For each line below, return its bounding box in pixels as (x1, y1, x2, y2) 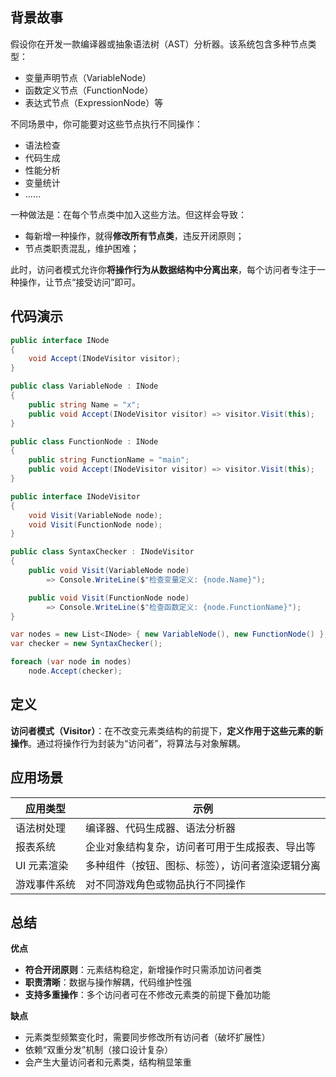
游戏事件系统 (15, 877, 77, 891)
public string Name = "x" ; (28, 399, 141, 410)
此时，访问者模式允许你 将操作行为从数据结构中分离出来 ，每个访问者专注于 (10, 263, 317, 275)
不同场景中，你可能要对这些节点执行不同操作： (10, 118, 203, 130)
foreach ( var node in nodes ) (10, 657, 132, 667)
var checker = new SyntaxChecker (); (10, 639, 163, 649)
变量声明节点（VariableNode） (24, 71, 152, 83)
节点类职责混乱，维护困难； (24, 242, 140, 254)
